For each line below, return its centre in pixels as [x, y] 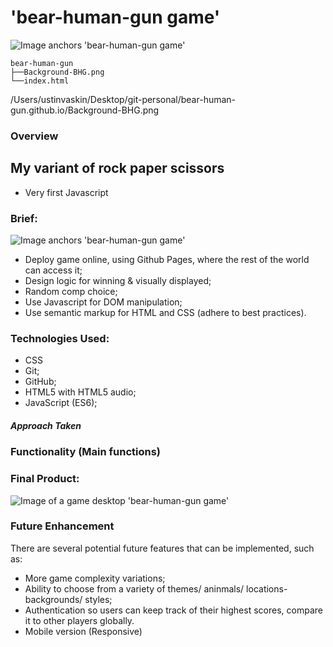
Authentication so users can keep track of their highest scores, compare [173, 610]
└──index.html [40, 81]
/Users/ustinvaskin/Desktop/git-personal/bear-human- [123, 99]
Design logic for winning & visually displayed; [118, 280]
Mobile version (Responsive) [83, 631]
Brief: [24, 218]
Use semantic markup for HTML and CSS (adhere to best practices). [165, 312]
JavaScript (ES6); [61, 403]
